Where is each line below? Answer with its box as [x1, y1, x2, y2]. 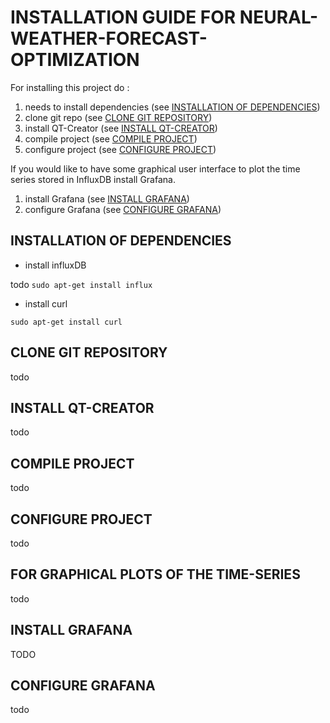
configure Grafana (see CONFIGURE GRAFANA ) [24, 203, 222, 215]
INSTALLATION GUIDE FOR [10, 6, 237, 29]
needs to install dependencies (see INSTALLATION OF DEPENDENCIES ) [24, 101, 321, 113]
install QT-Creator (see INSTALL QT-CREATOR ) [24, 122, 218, 134]
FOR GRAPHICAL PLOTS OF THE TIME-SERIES [10, 566, 301, 583]
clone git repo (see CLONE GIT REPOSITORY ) [24, 111, 213, 123]
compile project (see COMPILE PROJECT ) [24, 132, 198, 145]
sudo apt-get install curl [10, 317, 123, 327]
